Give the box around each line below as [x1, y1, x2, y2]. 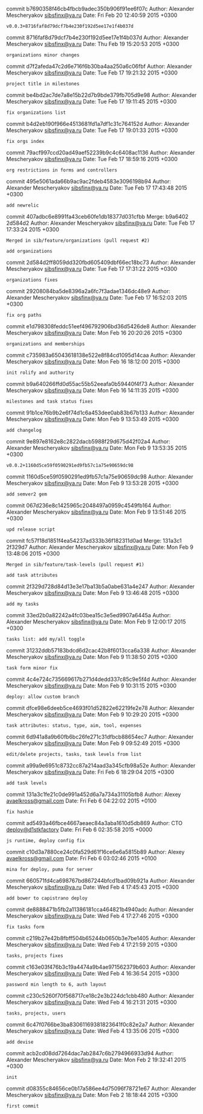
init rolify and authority [6, 370, 74, 376]
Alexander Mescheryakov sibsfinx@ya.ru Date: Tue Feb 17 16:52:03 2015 [6, 294, 187, 301]
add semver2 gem [6, 491, 47, 497]
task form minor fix [6, 665, 59, 671]
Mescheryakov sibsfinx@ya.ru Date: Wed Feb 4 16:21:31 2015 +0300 [6, 999, 177, 1006]
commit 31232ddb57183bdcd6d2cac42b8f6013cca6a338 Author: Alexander [6, 647, 196, 654]
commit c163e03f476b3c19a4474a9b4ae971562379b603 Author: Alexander [6, 963, 196, 970]
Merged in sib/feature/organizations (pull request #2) [6, 237, 150, 244]
